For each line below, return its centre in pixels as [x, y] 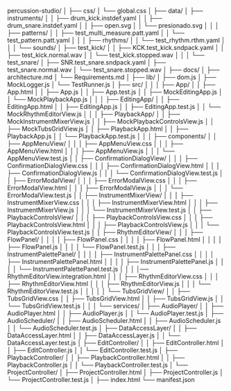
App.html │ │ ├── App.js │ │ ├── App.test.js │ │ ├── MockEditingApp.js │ [115, 92]
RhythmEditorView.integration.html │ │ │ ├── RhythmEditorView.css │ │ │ [113, 276]
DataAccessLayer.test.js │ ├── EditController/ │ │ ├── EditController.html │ [116, 343]
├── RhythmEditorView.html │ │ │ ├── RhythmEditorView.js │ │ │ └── [109, 284]
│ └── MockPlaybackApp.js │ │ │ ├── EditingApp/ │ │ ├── [93, 99]
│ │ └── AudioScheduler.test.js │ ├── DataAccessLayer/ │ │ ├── [102, 328]
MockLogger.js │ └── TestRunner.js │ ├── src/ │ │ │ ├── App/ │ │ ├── [111, 84]
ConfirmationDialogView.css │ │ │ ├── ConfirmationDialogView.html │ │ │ [114, 166]
